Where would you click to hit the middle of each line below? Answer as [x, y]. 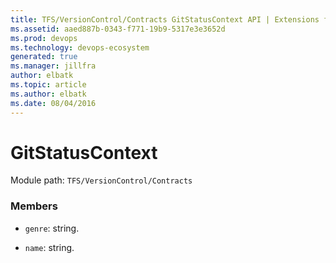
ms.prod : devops [44, 38]
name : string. [49, 247]
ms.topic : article [48, 85]
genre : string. [52, 228]
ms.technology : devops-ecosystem [80, 47]
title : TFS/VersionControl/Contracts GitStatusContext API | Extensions [165, 19]
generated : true [44, 57]
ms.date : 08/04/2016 [53, 103]
